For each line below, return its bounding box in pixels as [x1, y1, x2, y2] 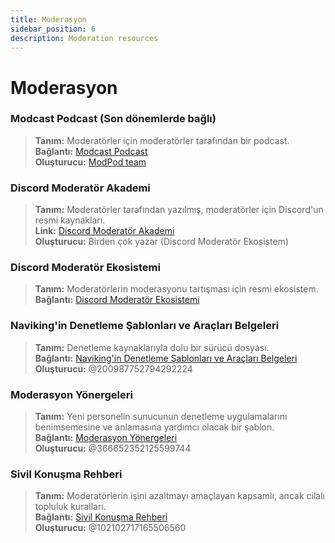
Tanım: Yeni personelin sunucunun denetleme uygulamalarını [34, 411, 288, 423]
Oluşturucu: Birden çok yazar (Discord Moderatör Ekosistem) [34, 236, 289, 248]
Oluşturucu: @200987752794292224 [34, 362, 193, 375]
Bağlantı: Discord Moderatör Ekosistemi [34, 294, 200, 306]
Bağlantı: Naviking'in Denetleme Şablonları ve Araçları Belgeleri [34, 352, 298, 364]
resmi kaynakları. [34, 214, 106, 226]
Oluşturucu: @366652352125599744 [34, 442, 192, 455]
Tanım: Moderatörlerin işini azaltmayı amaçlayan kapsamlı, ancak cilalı [34, 490, 325, 502]
